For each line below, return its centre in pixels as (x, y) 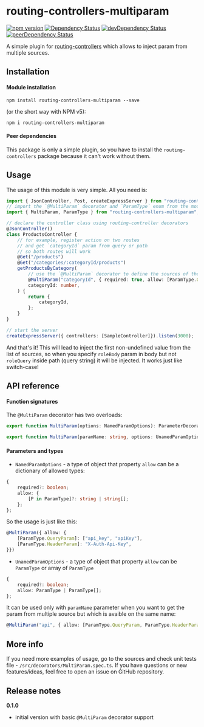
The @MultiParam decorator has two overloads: (64, 415)
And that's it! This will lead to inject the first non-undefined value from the (99, 347)
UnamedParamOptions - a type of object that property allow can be (96, 561)
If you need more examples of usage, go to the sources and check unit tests (102, 659)
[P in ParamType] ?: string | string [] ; (79, 499)
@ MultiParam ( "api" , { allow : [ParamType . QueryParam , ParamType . (89, 625)
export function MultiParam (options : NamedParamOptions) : (81, 426)
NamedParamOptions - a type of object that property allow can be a (97, 464)
